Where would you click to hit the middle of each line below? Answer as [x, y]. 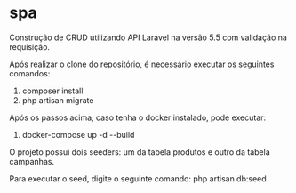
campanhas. [32, 161]
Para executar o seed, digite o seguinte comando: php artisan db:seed [138, 178]
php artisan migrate [58, 100]
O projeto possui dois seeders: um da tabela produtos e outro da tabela [140, 152]
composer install [52, 91]
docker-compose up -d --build [78, 134]
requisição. [30, 46]
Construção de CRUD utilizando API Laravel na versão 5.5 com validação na [148, 37]
